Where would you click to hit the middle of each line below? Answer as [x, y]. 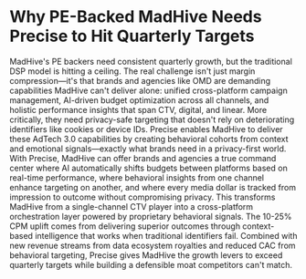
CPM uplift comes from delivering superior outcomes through [125, 226]
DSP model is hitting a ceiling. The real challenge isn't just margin [132, 71]
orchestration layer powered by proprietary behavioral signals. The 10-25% [151, 216]
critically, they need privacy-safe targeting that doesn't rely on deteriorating [152, 119]
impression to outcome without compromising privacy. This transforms [142, 197]
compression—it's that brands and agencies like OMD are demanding [140, 80]
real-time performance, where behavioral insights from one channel [137, 177]
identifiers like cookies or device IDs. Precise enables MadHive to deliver [146, 129]
